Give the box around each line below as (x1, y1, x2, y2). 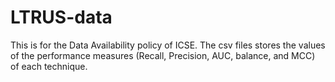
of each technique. (10, 60, 88, 72)
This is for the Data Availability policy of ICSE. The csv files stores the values (10, 39, 326, 51)
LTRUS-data (10, 6, 113, 29)
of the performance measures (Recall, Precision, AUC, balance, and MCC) (10, 49, 316, 61)
